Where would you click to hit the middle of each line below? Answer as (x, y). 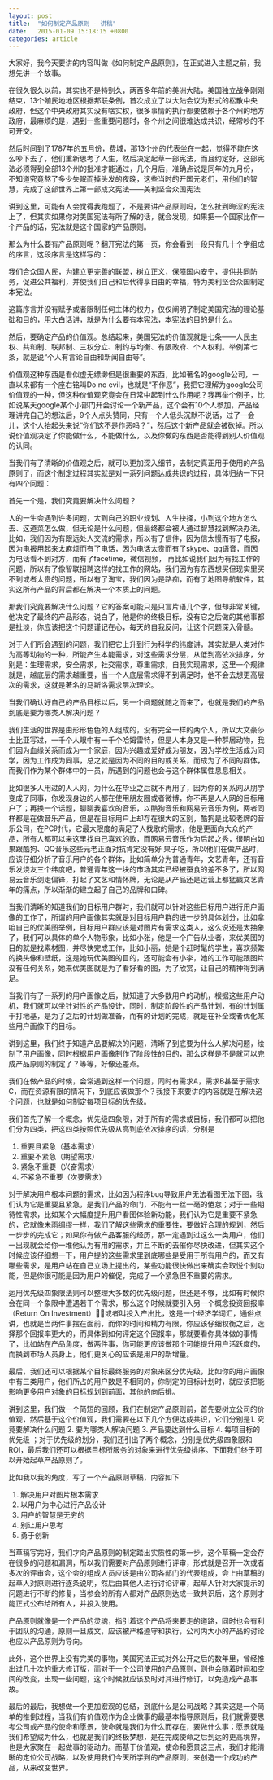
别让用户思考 (41, 1525)
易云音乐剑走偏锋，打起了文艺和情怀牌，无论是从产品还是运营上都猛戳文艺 (133, 880)
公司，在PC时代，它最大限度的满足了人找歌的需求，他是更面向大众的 (130, 828)
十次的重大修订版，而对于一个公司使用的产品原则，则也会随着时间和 (143, 1669)
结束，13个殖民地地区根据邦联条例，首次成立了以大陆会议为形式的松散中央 (133, 101)
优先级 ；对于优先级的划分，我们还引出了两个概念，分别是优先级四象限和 (130, 1439)
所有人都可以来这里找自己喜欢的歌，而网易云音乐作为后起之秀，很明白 (140, 839)
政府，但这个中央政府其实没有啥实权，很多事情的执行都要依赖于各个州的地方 (136, 111)
